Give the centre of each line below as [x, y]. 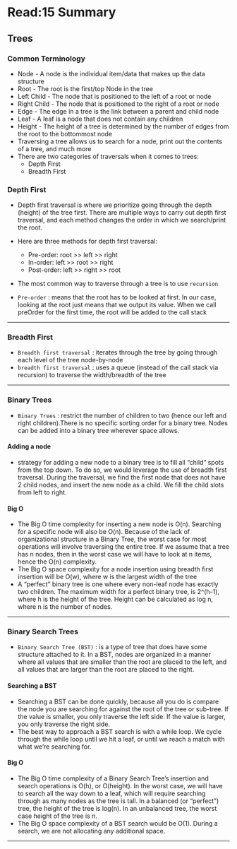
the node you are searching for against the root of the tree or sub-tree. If [123, 709]
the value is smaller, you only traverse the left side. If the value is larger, [121, 716]
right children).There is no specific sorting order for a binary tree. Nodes [122, 423]
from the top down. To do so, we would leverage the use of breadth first [122, 470]
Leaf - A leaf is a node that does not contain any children [100, 119]
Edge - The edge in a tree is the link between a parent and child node [118, 111]
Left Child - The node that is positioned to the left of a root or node [114, 96]
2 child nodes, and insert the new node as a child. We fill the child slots [121, 485]
